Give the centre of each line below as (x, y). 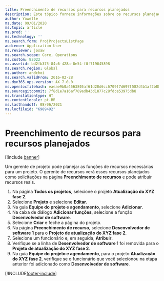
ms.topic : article (24, 28)
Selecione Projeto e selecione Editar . (50, 202)
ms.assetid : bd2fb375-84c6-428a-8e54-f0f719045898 (58, 64)
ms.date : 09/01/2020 (26, 23)
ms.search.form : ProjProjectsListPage (44, 41)
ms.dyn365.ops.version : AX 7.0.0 (39, 82)
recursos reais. (20, 182)
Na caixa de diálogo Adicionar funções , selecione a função (72, 212)
